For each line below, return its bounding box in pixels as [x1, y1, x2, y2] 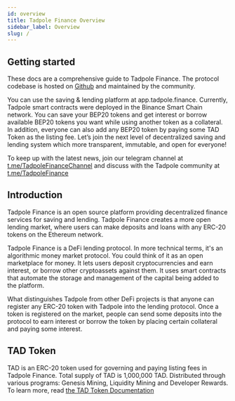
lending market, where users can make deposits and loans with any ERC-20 [7, 223, 227, 231]
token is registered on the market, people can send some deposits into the [7, 310, 222, 318]
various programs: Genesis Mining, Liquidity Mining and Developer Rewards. [7, 379, 229, 387]
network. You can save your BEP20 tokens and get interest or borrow [7, 110, 208, 119]
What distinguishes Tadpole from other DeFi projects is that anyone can [7, 294, 215, 303]
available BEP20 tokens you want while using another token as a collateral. [7, 118, 223, 126]
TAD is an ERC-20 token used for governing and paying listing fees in [7, 363, 208, 372]
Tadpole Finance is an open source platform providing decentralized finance [7, 208, 228, 216]
